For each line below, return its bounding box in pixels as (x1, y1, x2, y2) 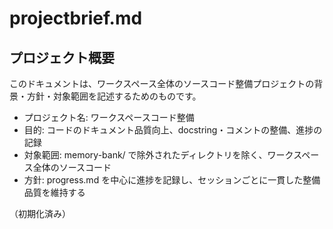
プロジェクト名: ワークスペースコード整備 (23, 112, 195, 123)
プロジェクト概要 (9, 49, 115, 66)
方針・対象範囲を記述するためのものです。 (26, 90, 202, 102)
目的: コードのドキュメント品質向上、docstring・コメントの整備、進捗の (23, 124, 323, 136)
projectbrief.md (9, 7, 143, 30)
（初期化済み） (9, 208, 71, 219)
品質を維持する (23, 187, 86, 198)
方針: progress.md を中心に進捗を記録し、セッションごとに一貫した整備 (23, 174, 321, 186)
